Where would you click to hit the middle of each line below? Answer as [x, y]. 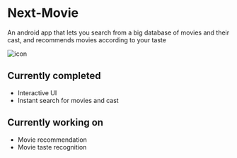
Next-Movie [43, 13]
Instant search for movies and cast [68, 100]
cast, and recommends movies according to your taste [87, 39]
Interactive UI [37, 92]
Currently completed [54, 76]
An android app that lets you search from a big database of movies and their [118, 32]
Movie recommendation [52, 140]
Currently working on [56, 122]
